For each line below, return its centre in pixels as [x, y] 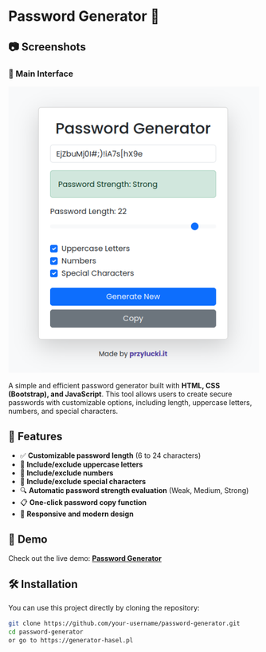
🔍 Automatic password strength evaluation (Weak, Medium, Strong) [134, 491]
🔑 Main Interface [41, 74]
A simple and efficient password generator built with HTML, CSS [114, 386]
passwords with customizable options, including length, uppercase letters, [130, 403]
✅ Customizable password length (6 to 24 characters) [110, 455]
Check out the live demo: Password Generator [85, 559]
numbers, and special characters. [63, 411]
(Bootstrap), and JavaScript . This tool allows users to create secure [120, 394]
